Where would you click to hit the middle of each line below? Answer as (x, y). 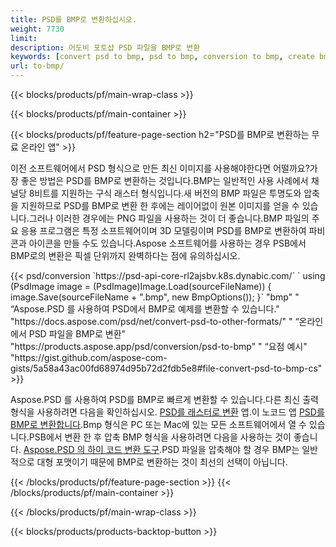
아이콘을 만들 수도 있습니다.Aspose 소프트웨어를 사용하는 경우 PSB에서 (167, 243)
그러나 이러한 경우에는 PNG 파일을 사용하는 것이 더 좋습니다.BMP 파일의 (169, 218)
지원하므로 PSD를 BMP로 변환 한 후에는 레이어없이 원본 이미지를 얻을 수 (160, 205)
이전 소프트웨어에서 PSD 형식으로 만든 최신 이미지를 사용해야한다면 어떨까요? (160, 168)
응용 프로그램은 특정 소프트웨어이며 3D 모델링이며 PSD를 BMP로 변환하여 (163, 230)
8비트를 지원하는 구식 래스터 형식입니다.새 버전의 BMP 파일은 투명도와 (165, 193)
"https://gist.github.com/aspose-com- (89, 357)
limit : (24, 38)
